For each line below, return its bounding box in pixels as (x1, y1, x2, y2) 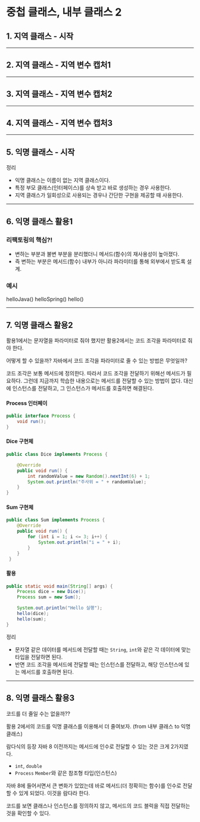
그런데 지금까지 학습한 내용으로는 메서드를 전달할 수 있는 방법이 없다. (23, 377, 183, 385)
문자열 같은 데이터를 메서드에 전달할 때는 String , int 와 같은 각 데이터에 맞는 (14, 645, 192, 653)
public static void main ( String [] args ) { (6, 583, 113, 589)
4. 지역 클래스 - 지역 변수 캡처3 (6, 118, 113, 128)
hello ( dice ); (17, 611, 49, 617)
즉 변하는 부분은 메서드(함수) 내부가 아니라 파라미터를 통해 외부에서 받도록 (14, 258, 186, 265)
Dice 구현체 (6, 438, 34, 445)
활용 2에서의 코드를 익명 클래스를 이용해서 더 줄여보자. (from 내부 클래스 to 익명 (6, 722, 191, 730)
